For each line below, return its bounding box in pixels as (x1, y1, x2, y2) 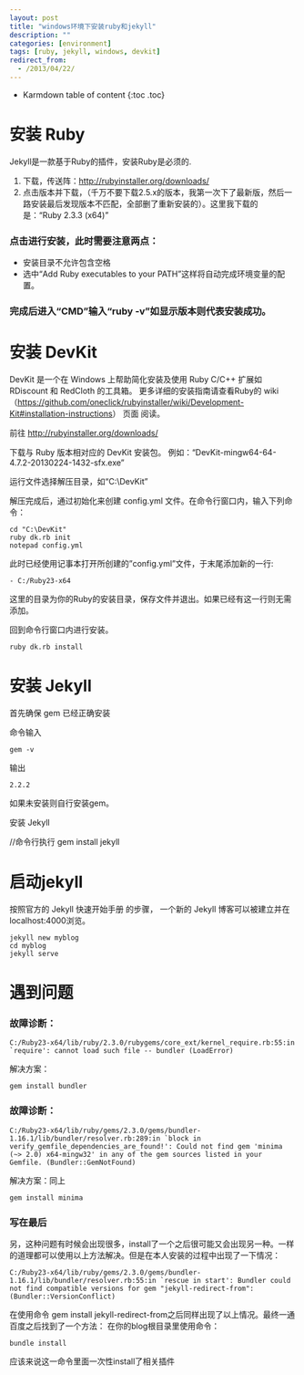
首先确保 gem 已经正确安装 (9, 707, 111, 718)
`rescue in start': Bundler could (159, 1276, 291, 1285)
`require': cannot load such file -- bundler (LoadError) (9, 1047, 234, 1056)
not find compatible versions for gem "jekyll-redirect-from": (9, 1284, 255, 1293)
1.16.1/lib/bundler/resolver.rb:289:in (9, 1133, 161, 1143)
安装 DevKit (9, 342, 98, 363)
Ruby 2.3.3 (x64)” (42, 209, 109, 220)
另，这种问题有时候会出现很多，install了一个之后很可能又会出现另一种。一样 (9, 1238, 295, 1249)
